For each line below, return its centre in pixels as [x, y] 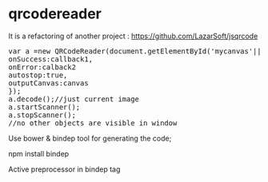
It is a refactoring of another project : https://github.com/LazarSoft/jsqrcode [133, 36]
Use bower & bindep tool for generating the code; [90, 138]
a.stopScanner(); [42, 115]
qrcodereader [55, 14]
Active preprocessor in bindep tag [64, 169]
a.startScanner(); [44, 107]
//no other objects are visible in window [93, 123]
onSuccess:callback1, [51, 59]
